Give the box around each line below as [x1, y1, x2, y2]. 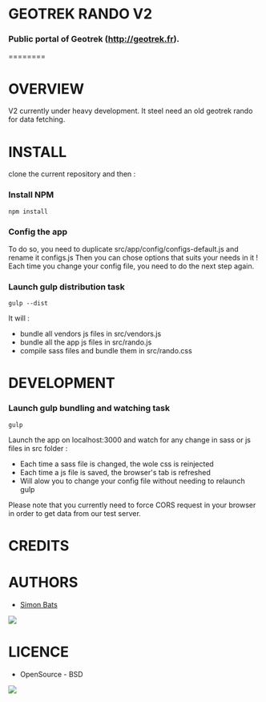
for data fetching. [8, 115, 66, 124]
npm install [8, 208, 48, 216]
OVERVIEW [8, 79, 85, 98]
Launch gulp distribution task [8, 281, 126, 292]
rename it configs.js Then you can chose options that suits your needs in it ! [8, 252, 259, 262]
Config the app [8, 226, 68, 237]
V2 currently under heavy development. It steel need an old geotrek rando [8, 106, 253, 116]
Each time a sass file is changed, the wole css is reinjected [19, 458, 214, 469]
